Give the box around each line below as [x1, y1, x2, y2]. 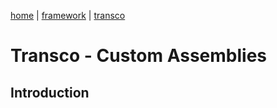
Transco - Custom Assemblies [10, 45, 268, 67]
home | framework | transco [10, 10, 126, 21]
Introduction [10, 84, 90, 101]
